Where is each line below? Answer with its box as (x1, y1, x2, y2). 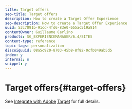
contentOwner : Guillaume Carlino (5, 30, 73, 35)
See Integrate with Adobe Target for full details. (5, 98, 100, 105)
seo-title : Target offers (5, 12, 57, 17)
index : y (5, 52, 23, 57)
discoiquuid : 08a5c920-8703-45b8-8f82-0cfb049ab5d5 (5, 48, 112, 53)
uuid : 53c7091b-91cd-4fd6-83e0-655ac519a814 (5, 25, 97, 30)
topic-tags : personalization (5, 43, 64, 48)
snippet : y (5, 61, 27, 66)
